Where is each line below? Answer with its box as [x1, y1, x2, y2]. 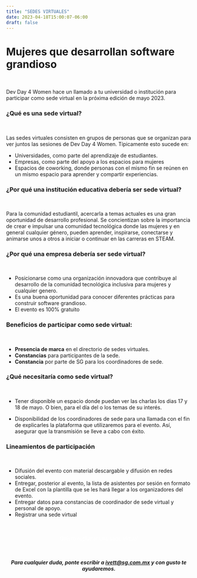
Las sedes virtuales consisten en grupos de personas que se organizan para [6, 134, 191, 141]
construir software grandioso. [14, 300, 87, 307]
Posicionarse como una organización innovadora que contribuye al [14, 275, 177, 282]
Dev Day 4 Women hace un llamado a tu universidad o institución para [6, 88, 176, 95]
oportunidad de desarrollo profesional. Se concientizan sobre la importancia [6, 216, 191, 223]
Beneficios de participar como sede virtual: [6, 321, 132, 329]
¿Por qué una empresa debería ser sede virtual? [6, 250, 146, 258]
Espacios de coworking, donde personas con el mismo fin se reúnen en [14, 164, 188, 171]
